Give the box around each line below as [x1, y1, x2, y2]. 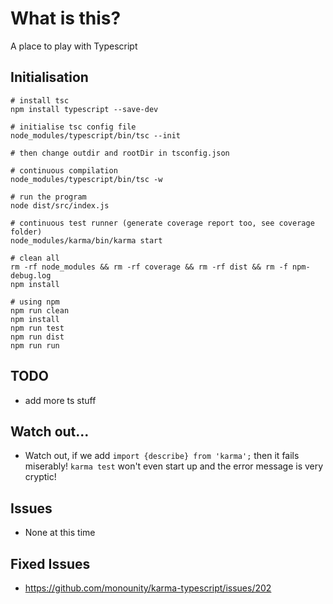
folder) [10, 227, 43, 237]
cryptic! [24, 471, 57, 483]
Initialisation [10, 69, 89, 86]
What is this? [10, 7, 122, 30]
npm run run [10, 340, 60, 351]
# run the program [10, 192, 87, 202]
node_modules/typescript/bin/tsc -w [10, 174, 163, 184]
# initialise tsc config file [10, 122, 137, 132]
